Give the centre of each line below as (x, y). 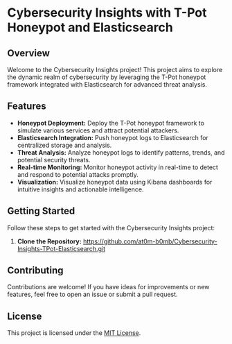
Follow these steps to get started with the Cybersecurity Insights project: (111, 227)
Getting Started (41, 211)
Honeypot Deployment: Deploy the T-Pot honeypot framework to (110, 123)
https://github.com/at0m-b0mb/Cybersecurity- (150, 241)
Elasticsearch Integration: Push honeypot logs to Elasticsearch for (113, 137)
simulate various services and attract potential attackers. (98, 130)
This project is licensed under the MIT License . (74, 333)
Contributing (35, 271)
